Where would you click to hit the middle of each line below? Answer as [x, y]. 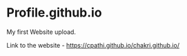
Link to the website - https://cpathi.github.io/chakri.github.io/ [93, 45]
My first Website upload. [41, 32]
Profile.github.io [54, 13]
